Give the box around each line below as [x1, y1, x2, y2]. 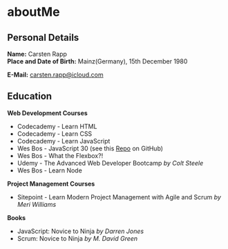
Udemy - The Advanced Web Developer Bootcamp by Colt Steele [17, 159, 204, 167]
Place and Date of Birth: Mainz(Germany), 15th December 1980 [7, 57, 188, 66]
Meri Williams [17, 200, 57, 208]
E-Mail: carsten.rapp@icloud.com [7, 70, 104, 79]
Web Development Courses [7, 108, 88, 117]
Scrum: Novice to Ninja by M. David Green [17, 234, 138, 242]
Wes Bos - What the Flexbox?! [17, 151, 104, 159]
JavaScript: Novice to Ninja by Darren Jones [17, 227, 144, 235]
